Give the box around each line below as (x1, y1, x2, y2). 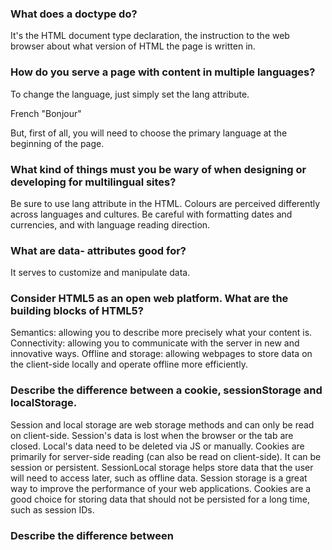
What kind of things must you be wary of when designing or (10, 162, 307, 176)
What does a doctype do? (10, 7, 138, 21)
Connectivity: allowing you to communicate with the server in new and (10, 337, 300, 349)
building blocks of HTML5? (10, 304, 144, 318)
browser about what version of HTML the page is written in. (10, 40, 256, 52)
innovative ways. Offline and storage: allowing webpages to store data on (10, 348, 313, 360)
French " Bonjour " (10, 107, 82, 119)
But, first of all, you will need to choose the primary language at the (10, 127, 288, 139)
